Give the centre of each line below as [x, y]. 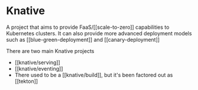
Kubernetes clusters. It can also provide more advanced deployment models [99, 33]
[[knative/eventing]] [39, 68]
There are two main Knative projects [50, 51]
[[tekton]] [26, 81]
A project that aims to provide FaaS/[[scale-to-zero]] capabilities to [88, 27]
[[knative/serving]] [37, 62]
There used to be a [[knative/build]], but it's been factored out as [94, 75]
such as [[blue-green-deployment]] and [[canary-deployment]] [83, 39]
